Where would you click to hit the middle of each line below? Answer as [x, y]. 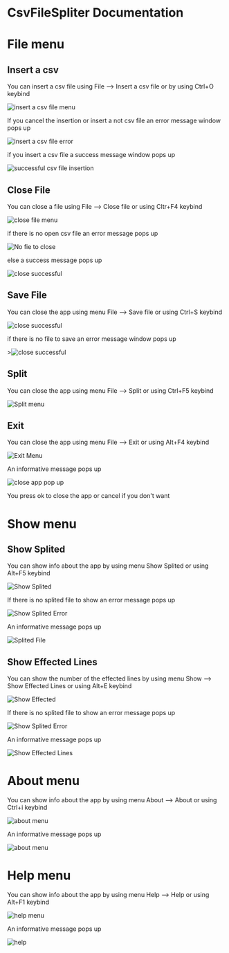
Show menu [42, 524]
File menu [36, 45]
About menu [44, 781]
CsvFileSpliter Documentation [95, 13]
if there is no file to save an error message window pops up [92, 339]
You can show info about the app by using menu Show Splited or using [108, 566]
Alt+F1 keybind [28, 902]
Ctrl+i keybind [27, 808]
